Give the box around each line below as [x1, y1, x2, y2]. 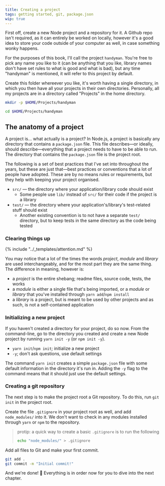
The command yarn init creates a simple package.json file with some [5, 360, 148, 366]
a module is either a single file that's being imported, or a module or [12, 286, 150, 292]
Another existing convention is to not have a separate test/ [19, 212, 140, 218]
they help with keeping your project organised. [5, 177, 100, 182]
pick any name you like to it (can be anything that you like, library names [5, 60, 152, 66]
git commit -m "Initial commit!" [5, 461, 74, 466]
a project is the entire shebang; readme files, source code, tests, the [12, 276, 151, 282]
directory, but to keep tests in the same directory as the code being [19, 217, 157, 223]
